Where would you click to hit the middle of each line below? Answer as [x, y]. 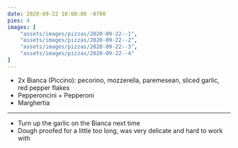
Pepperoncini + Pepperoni [56, 95]
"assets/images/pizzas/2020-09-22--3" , [79, 47]
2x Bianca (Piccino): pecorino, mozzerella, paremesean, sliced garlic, [118, 80]
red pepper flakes [44, 87]
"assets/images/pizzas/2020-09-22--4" [77, 54]
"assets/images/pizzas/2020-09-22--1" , [79, 34]
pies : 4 [19, 21]
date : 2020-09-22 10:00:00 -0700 [57, 14]
